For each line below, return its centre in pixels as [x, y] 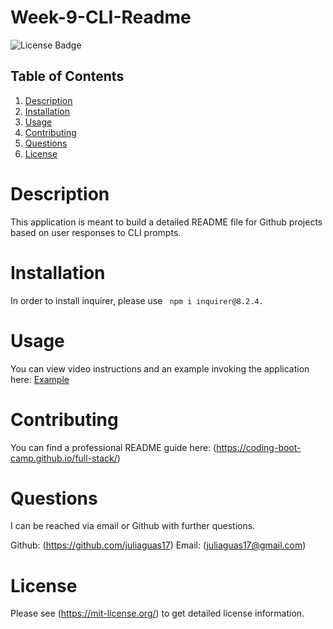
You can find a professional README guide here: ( [113, 447]
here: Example [40, 379]
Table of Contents [67, 76]
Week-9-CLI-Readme [101, 17]
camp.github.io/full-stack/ [64, 458]
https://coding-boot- [259, 447]
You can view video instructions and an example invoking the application [160, 368]
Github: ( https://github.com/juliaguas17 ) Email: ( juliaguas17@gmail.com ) [158, 545]
